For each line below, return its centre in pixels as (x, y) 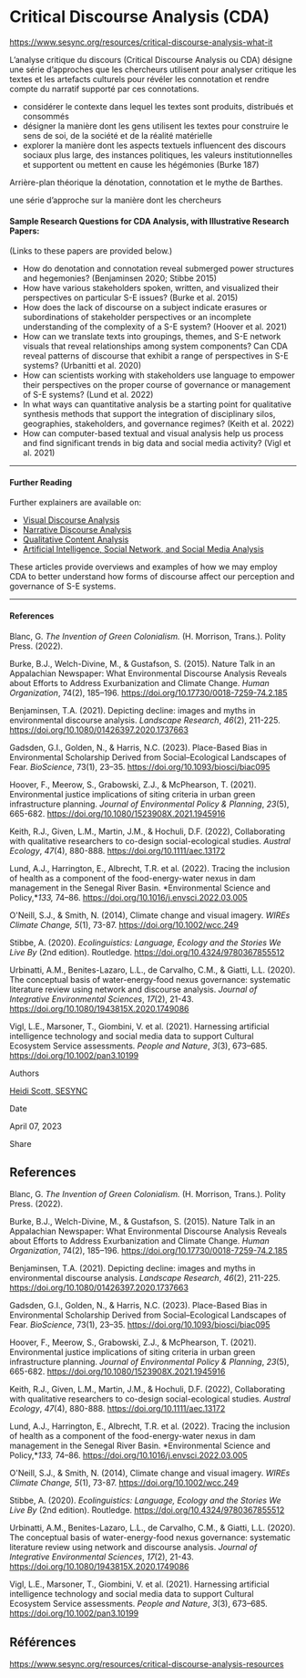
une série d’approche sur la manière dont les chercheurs (115, 200)
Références (43, 1642)
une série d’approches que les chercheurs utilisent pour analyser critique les (153, 69)
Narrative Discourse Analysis (77, 530)
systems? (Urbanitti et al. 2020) (82, 366)
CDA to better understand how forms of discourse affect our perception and (152, 577)
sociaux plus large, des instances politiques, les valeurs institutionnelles (158, 155)
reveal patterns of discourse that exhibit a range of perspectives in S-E (155, 356)
